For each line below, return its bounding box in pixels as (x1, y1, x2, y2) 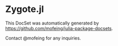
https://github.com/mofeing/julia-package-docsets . (5, 25, 113, 31)
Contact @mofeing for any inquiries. (5, 35, 81, 41)
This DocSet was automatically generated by (5, 20, 99, 26)
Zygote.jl (5, 3, 44, 15)
